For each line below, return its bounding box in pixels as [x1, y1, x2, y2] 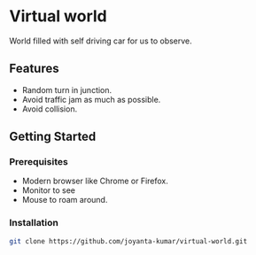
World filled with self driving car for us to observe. [9, 35, 192, 46]
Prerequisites [9, 156, 68, 168]
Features [9, 61, 59, 76]
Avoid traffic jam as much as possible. [21, 94, 161, 104]
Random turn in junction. [21, 84, 112, 95]
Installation [9, 217, 59, 229]
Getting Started [9, 129, 97, 144]
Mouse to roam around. [21, 195, 108, 205]
